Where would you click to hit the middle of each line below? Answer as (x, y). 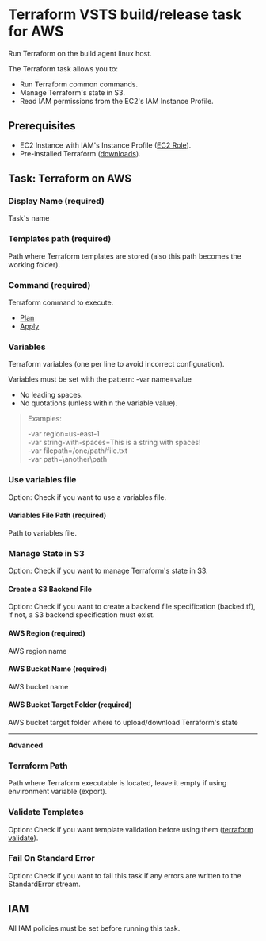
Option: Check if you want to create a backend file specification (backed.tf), (132, 607)
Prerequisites (42, 126)
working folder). (34, 264)
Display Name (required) (56, 202)
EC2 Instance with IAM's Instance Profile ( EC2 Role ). (105, 145)
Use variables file (42, 480)
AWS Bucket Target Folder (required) (70, 705)
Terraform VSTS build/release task (125, 15)
